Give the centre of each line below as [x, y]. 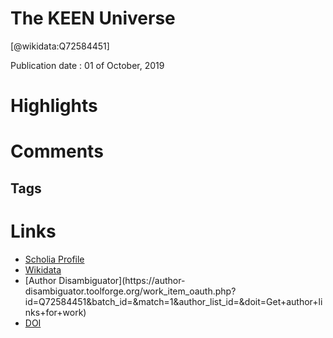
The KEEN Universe [93, 18]
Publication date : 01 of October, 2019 [87, 65]
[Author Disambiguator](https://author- [105, 280]
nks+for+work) [55, 312]
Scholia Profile [54, 259]
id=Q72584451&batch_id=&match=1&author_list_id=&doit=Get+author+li [173, 301]
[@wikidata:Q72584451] [60, 46]
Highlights [54, 106]
